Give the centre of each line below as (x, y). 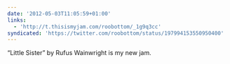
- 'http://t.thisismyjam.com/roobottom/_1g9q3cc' (87, 26)
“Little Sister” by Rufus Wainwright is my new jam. (80, 53)
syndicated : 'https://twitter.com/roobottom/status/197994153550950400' (116, 33)
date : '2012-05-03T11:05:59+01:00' (59, 14)
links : (17, 20)
